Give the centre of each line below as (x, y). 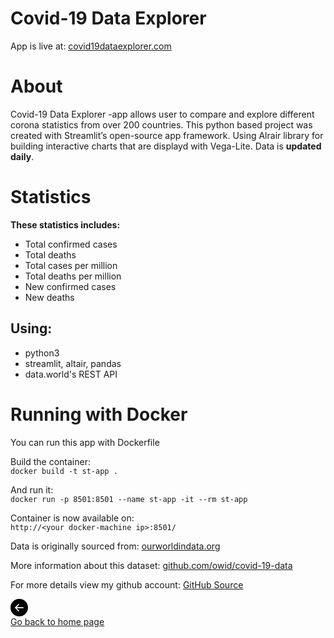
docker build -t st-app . (64, 471)
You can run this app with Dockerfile (85, 442)
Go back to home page (57, 621)
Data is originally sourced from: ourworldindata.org (115, 546)
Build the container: (50, 461)
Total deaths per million (73, 276)
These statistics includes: (65, 224)
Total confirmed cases (71, 244)
